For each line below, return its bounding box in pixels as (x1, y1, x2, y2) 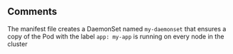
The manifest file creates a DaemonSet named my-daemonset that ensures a (7, 24, 227, 33)
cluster (7, 39, 28, 48)
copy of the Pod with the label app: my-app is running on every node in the (7, 32, 224, 40)
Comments (7, 6, 58, 18)
